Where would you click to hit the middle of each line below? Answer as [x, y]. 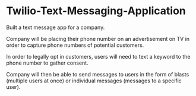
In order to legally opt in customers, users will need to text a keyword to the [98, 56]
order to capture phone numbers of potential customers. [75, 45]
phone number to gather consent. [47, 63]
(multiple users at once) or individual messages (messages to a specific [94, 81]
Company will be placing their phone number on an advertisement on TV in [98, 39]
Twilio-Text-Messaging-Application [96, 11]
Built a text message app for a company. [56, 27]
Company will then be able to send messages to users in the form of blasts [98, 74]
